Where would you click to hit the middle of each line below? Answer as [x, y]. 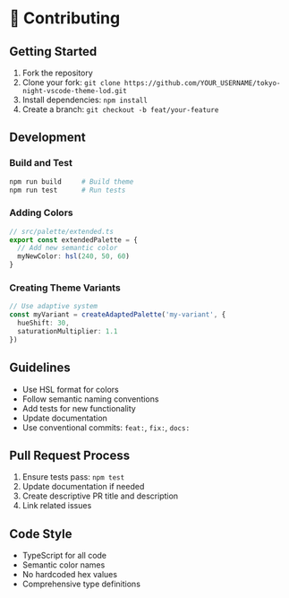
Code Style [41, 534]
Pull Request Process [70, 455]
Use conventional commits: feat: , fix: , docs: [106, 427]
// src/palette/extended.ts [62, 231]
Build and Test [41, 163]
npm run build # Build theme [72, 182]
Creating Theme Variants [65, 288]
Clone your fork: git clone [71, 82]
